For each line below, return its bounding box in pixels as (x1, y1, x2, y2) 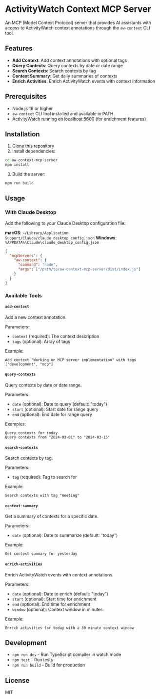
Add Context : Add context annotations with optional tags (12, 57, 127, 63)
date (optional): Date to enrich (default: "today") (12, 591, 109, 596)
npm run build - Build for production (12, 662, 85, 668)
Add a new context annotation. (5, 314, 67, 320)
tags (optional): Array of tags (12, 338, 71, 344)
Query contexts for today (5, 431, 58, 436)
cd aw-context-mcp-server (5, 158, 58, 163)
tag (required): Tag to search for (12, 474, 77, 480)
